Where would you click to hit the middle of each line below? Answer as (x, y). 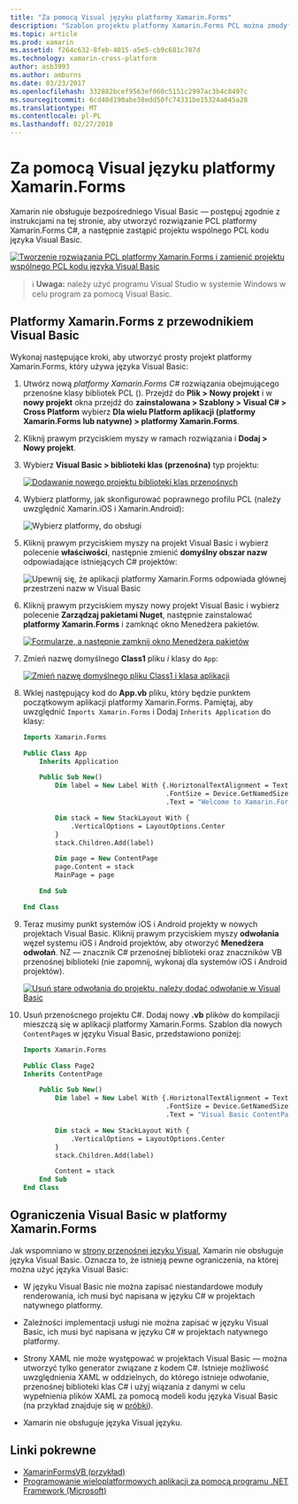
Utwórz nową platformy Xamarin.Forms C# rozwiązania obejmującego (151, 383)
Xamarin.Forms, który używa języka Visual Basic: (99, 366)
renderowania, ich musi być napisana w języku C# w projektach (139, 1296)
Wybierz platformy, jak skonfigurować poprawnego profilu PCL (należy (152, 499)
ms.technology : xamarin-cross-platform (84, 58)
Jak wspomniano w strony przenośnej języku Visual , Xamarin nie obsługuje (147, 1250)
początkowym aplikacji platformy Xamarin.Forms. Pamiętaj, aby (138, 702)
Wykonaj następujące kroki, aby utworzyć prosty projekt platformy (131, 357)
